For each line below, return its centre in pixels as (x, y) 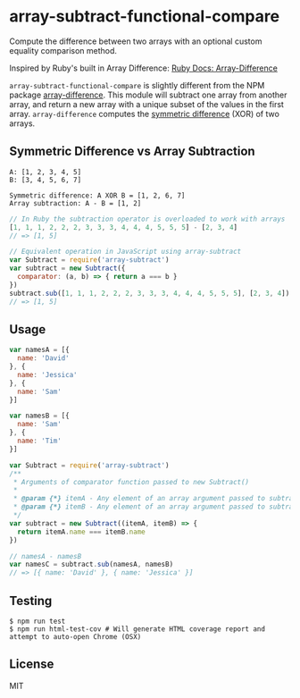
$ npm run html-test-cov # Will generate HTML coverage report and (137, 629)
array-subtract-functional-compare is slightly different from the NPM (137, 85)
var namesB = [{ (39, 416)
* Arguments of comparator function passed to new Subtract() (131, 482)
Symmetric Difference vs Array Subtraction (133, 151)
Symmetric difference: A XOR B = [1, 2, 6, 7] (97, 195)
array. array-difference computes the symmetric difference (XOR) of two (144, 114)
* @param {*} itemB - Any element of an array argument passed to (139, 507)
